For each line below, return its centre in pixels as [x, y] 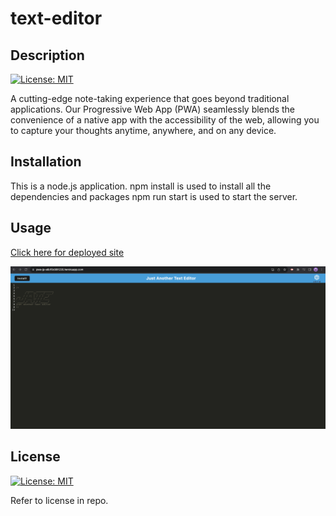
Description [47, 55]
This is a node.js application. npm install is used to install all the [141, 186]
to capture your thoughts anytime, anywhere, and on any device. [143, 130]
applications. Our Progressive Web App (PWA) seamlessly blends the [152, 109]
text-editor [56, 18]
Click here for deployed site [67, 252]
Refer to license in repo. [59, 500]
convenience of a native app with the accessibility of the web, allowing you [165, 120]
